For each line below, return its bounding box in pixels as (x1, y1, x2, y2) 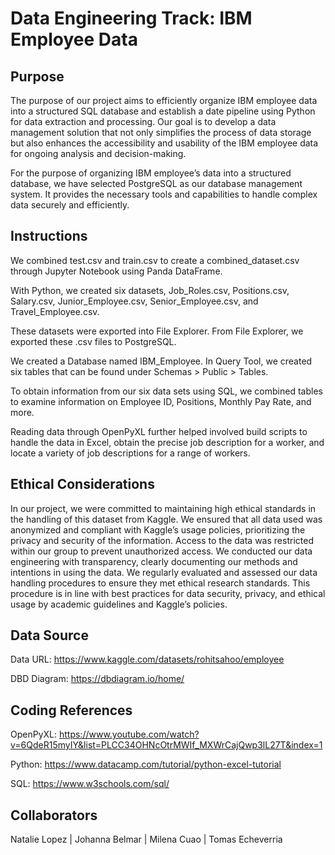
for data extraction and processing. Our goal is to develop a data (10, 116, 277, 127)
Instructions (10, 228, 88, 245)
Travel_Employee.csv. (10, 305, 100, 317)
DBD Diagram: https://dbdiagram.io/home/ (10, 673, 185, 685)
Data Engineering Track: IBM (10, 7, 253, 30)
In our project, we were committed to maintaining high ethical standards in (10, 502, 317, 514)
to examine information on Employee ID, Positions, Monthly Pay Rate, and (10, 395, 312, 407)
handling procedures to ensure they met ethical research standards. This (10, 577, 311, 589)
